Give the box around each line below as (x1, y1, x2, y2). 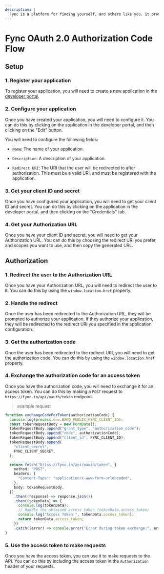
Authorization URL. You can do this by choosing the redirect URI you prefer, (5, 237, 157, 243)
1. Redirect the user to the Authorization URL (5, 271, 112, 278)
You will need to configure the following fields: (5, 136, 99, 142)
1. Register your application (5, 77, 71, 83)
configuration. (5, 327, 33, 332)
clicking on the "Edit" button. (5, 127, 63, 133)
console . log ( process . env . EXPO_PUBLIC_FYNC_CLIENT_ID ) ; (9, 417, 123, 422)
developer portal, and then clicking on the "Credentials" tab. (5, 208, 126, 215)
